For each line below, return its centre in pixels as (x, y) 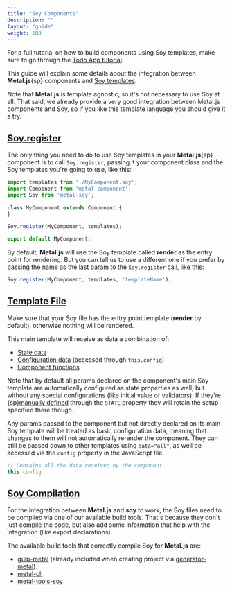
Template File (37, 301)
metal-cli (30, 574)
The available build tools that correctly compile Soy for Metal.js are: (104, 546)
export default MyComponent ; (49, 239)
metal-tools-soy (40, 581)
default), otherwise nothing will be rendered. (71, 325)
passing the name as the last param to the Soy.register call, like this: (106, 267)
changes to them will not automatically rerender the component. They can (113, 438)
